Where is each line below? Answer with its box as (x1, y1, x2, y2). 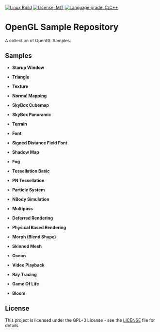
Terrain (12, 121, 28, 127)
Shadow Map (12, 149, 40, 155)
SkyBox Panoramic (12, 112, 51, 117)
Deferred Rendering (12, 215, 53, 221)
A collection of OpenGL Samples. (5, 37, 71, 43)
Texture (12, 83, 28, 89)
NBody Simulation (12, 196, 49, 202)
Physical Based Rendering (12, 224, 66, 230)
